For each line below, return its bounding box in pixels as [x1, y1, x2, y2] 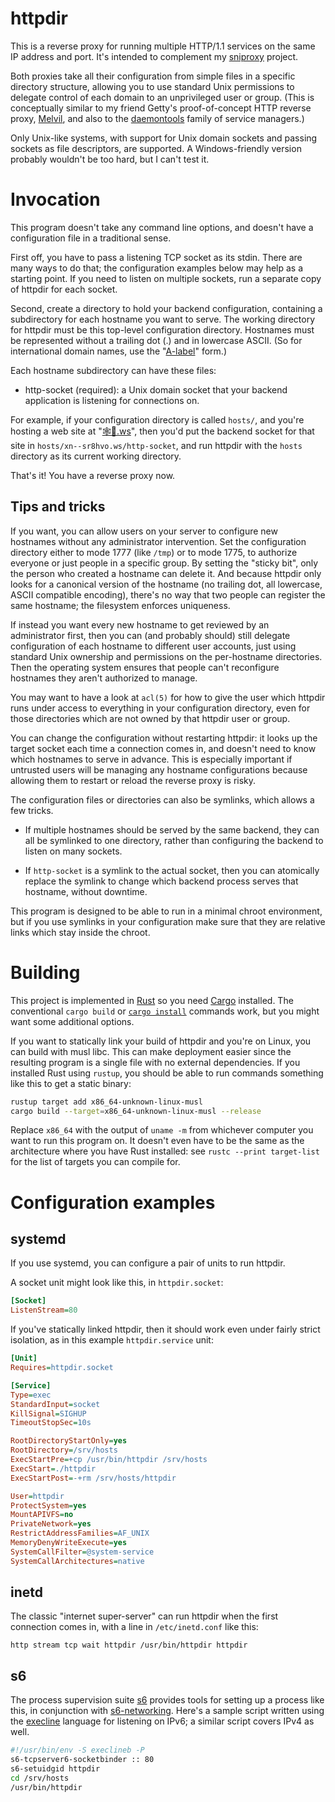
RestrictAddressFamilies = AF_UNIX [10, 1528, 150, 1539]
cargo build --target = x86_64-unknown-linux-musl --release [10, 1106, 262, 1116]
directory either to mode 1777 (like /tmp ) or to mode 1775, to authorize [10, 546, 298, 558]
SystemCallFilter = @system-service [10, 1547, 155, 1557]
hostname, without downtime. [24, 885, 148, 897]
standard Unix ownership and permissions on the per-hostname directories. [10, 650, 323, 662]
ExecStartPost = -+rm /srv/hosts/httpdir [10, 1473, 177, 1483]
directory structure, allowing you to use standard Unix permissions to [10, 80, 295, 92]
